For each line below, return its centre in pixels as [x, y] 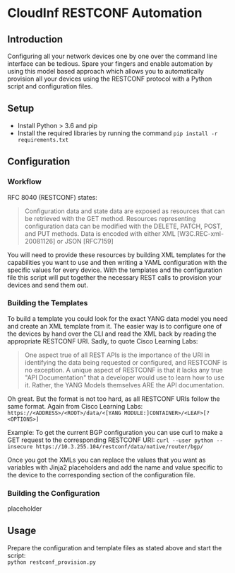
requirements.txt [43, 140]
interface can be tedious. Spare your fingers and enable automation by [110, 64]
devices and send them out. [48, 285]
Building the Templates [48, 303]
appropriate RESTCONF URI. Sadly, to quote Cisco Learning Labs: [103, 341]
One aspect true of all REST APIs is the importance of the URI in [117, 355]
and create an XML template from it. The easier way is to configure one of [115, 326]
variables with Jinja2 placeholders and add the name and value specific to [115, 467]
